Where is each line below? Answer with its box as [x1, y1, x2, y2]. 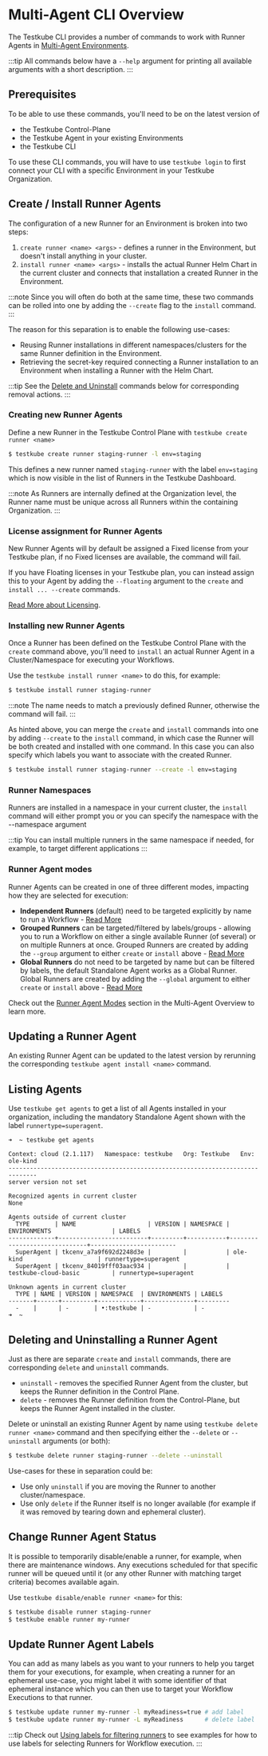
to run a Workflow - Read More [19, 914, 122, 924]
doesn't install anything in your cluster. [19, 250, 148, 261]
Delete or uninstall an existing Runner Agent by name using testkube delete [8, 1419, 258, 1429]
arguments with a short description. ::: [8, 64, 133, 74]
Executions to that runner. [8, 1693, 93, 1702]
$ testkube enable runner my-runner [8, 1615, 130, 1623]
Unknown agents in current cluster [8, 1283, 127, 1291]
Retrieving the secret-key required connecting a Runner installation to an [19, 357, 259, 366]
